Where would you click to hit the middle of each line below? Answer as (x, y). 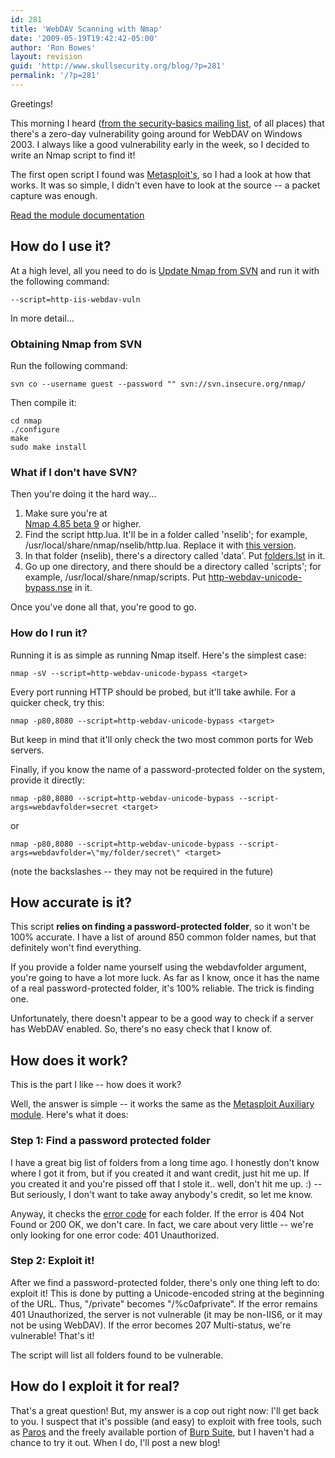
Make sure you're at (66, 513)
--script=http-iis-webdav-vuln (75, 299)
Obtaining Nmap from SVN (76, 344)
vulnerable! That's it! (52, 1335)
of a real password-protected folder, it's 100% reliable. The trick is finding (162, 988)
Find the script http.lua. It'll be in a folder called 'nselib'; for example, (166, 535)
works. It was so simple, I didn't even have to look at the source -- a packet (165, 185)
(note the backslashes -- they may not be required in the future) (142, 871)
